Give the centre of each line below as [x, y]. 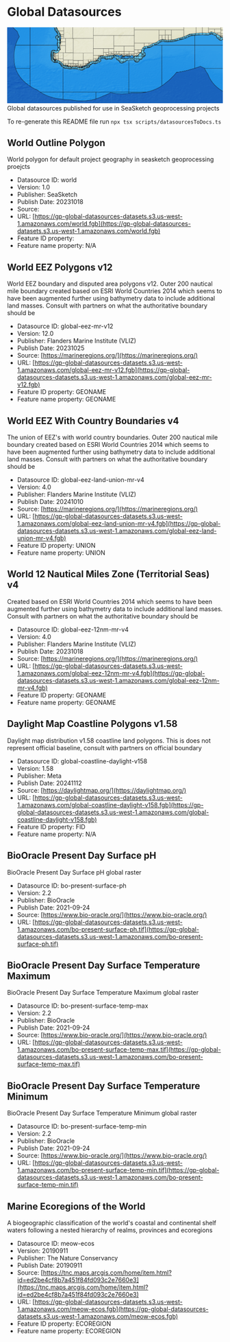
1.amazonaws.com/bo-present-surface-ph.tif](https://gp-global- [108, 929]
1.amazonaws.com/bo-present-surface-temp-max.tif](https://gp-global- [119, 1050]
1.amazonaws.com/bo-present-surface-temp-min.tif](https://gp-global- [118, 1170]
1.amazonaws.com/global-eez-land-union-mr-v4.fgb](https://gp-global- [119, 524]
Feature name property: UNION [61, 553]
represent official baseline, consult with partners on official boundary [104, 748]
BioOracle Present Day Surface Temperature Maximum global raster [103, 993]
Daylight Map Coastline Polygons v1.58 [92, 724]
